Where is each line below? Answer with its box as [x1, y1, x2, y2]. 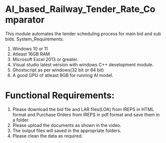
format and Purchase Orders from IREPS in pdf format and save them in [12, 111, 160, 117]
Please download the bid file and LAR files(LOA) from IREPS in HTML [12, 106, 154, 112]
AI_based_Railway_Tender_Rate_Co [5, 3, 155, 15]
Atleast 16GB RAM [12, 51, 50, 57]
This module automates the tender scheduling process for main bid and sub [5, 30, 161, 36]
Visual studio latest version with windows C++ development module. [12, 61, 154, 67]
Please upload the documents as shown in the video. [12, 122, 121, 128]
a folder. [12, 116, 30, 123]
